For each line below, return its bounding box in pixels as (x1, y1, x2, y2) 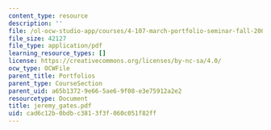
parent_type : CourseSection (8, 79, 103, 87)
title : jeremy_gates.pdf (8, 102, 92, 110)
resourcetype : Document (8, 94, 89, 103)
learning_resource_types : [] (8, 49, 106, 57)
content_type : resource (8, 11, 89, 20)
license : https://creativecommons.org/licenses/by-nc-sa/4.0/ (8, 57, 222, 65)
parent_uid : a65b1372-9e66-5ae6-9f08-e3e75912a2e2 (8, 86, 182, 95)
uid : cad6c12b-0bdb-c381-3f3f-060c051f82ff (8, 110, 157, 118)
